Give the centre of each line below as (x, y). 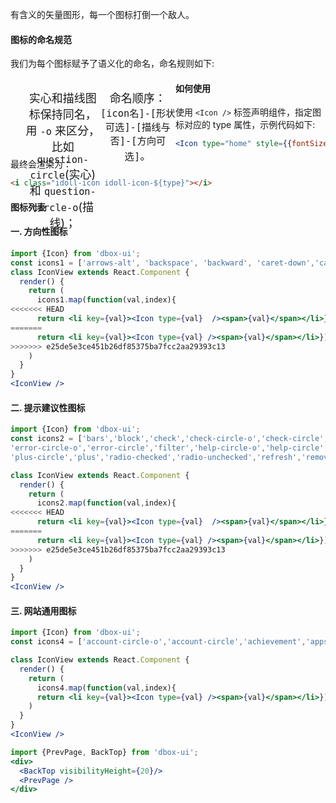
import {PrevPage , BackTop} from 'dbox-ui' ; (104, 752)
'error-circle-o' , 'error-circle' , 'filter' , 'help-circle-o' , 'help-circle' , (169, 448)
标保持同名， (62, 115)
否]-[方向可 (138, 141)
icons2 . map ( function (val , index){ (106, 503)
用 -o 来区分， (63, 131)
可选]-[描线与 (137, 127)
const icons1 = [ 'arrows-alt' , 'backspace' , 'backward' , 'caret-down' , (162, 263)
